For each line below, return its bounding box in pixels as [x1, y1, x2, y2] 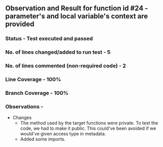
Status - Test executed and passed [5, 35, 93, 42]
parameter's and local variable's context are [5, 12, 148, 21]
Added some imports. [20, 136, 66, 142]
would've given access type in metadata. [20, 131, 106, 137]
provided [5, 20, 35, 28]
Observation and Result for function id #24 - [5, 4, 148, 13]
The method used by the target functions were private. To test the [20, 120, 158, 126]
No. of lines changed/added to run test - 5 [5, 49, 111, 56]
